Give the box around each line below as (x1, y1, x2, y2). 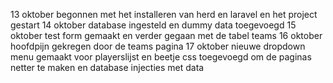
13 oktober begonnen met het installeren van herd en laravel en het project (10, 9, 318, 20)
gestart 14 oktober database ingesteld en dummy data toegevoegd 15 (10, 19, 297, 31)
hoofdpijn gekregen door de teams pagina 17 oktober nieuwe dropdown (10, 40, 306, 52)
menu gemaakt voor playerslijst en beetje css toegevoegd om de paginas (10, 51, 312, 63)
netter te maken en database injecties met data (10, 62, 205, 73)
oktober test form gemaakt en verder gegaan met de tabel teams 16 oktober (10, 30, 323, 41)
